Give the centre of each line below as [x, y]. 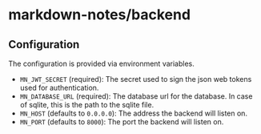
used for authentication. [59, 87]
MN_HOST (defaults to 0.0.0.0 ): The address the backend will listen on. [134, 113]
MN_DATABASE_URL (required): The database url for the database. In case [136, 96]
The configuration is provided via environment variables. [101, 63]
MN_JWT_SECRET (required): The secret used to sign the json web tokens [136, 79]
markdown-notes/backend [99, 15]
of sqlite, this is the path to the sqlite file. [87, 105]
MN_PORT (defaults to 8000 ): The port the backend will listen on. [122, 122]
